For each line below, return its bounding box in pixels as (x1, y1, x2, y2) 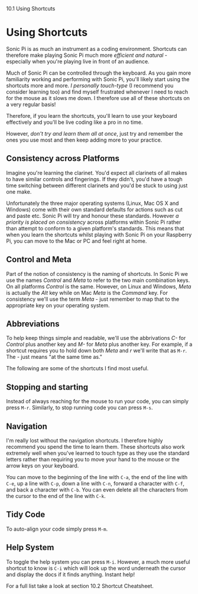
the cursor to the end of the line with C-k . (6, 493, 106, 499)
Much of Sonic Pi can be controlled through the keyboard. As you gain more (6, 69, 191, 76)
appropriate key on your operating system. (6, 301, 110, 309)
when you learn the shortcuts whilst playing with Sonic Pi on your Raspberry (6, 231, 192, 238)
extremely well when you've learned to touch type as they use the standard (6, 449, 190, 457)
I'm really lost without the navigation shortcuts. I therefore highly (6, 437, 163, 444)
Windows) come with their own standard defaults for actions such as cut (6, 206, 183, 213)
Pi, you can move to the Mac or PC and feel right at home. (6, 237, 147, 245)
